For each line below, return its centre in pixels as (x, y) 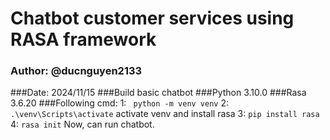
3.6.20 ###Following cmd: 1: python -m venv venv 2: (120, 103)
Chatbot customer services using (152, 18)
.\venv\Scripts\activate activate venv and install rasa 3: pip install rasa (165, 114)
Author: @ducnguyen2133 (76, 71)
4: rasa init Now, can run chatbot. (82, 124)
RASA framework (83, 39)
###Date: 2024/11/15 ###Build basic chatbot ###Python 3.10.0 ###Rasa (158, 93)
